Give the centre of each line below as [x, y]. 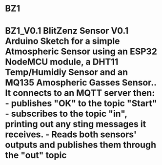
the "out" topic [36, 155]
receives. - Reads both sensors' [71, 134]
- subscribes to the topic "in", [66, 114]
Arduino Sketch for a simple [63, 41]
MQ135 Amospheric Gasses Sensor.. [81, 83]
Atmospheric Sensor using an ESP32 [81, 52]
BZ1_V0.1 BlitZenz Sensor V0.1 [67, 31]
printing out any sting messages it [76, 124]
